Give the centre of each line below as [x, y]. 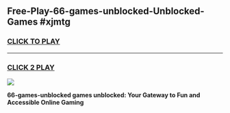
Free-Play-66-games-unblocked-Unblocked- [106, 11]
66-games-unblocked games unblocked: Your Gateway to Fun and [104, 95]
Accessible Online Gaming [46, 102]
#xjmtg [55, 22]
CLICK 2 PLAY [31, 67]
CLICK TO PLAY [34, 42]
